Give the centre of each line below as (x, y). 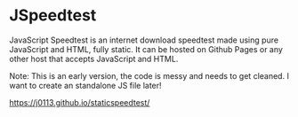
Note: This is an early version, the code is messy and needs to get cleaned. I (149, 75)
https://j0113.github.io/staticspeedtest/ (80, 102)
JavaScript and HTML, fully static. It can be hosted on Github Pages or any (146, 49)
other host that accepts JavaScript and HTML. (94, 58)
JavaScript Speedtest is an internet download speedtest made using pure (144, 40)
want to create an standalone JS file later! (85, 85)
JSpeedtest (53, 16)
